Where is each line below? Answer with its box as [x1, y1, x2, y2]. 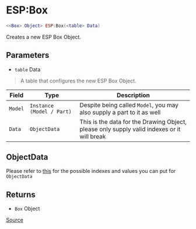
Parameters [6, 50, 50, 60]
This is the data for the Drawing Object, [79, 117, 187, 126]
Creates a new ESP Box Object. [6, 33, 82, 40]
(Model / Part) [29, 108, 72, 114]
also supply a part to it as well [79, 108, 161, 116]
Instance [29, 102, 54, 109]
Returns [6, 189, 36, 199]
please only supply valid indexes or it [79, 125, 181, 133]
